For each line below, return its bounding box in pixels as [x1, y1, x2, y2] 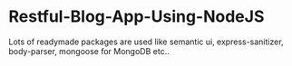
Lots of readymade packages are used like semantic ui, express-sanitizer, [8, 36, 284, 47]
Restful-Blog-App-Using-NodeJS [8, 6, 265, 27]
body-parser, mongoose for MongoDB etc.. [8, 45, 170, 56]
